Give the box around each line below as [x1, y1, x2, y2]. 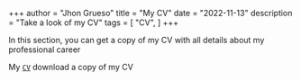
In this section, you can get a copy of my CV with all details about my [8, 35, 265, 45]
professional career [8, 44, 81, 55]
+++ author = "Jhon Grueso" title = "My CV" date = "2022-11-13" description [8, 8, 293, 18]
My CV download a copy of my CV [8, 62, 134, 72]
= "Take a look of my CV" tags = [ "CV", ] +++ [8, 17, 179, 28]
